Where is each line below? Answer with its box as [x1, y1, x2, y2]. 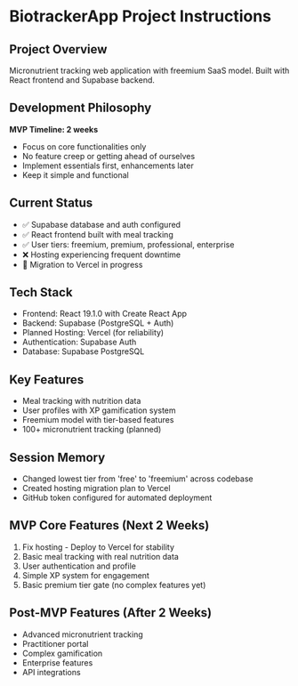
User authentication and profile [21, 561, 136, 571]
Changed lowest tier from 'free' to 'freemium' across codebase [21, 473, 254, 484]
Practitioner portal [21, 638, 89, 649]
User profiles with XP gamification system [21, 405, 176, 416]
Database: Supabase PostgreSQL [21, 346, 145, 357]
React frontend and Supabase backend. [9, 75, 156, 85]
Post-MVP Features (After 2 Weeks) [9, 605, 213, 620]
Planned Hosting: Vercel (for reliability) [21, 327, 165, 338]
